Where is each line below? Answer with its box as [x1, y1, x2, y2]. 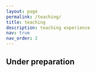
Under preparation [6, 57, 75, 67]
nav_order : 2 [6, 35, 38, 41]
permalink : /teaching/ [6, 14, 61, 20]
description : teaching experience [6, 24, 91, 31]
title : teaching [6, 19, 46, 25]
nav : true [6, 30, 30, 36]
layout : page [6, 8, 38, 15]
